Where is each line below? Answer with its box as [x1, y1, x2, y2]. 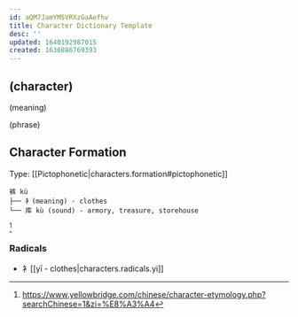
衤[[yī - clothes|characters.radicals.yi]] [21, 263, 164, 274]
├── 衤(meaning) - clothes [9, 197, 108, 205]
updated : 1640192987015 [9, 37, 98, 47]
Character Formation [9, 145, 127, 160]
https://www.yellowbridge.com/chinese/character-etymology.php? [21, 290, 266, 300]
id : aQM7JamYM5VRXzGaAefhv [9, 12, 109, 22]
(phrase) [9, 119, 41, 129]
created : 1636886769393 [9, 46, 98, 55]
